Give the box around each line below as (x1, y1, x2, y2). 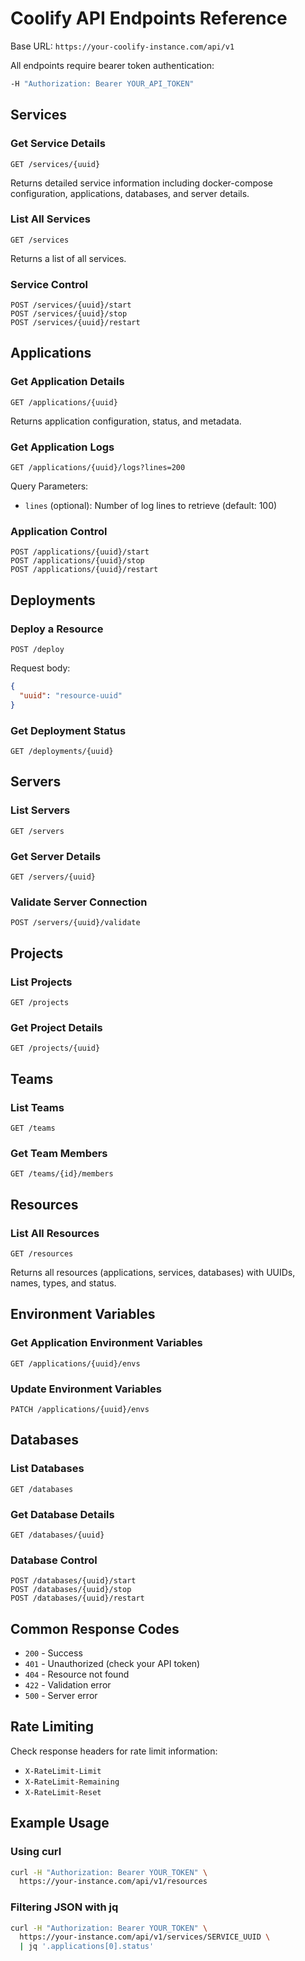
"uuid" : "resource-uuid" (19, 690, 123, 701)
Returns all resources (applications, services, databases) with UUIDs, (10, 1266, 296, 1278)
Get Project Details (10, 1020, 103, 1034)
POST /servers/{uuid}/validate (10, 918, 141, 928)
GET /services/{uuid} (10, 159, 101, 169)
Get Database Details (10, 1507, 115, 1521)
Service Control (10, 277, 88, 291)
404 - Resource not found (24, 1668, 130, 1680)
